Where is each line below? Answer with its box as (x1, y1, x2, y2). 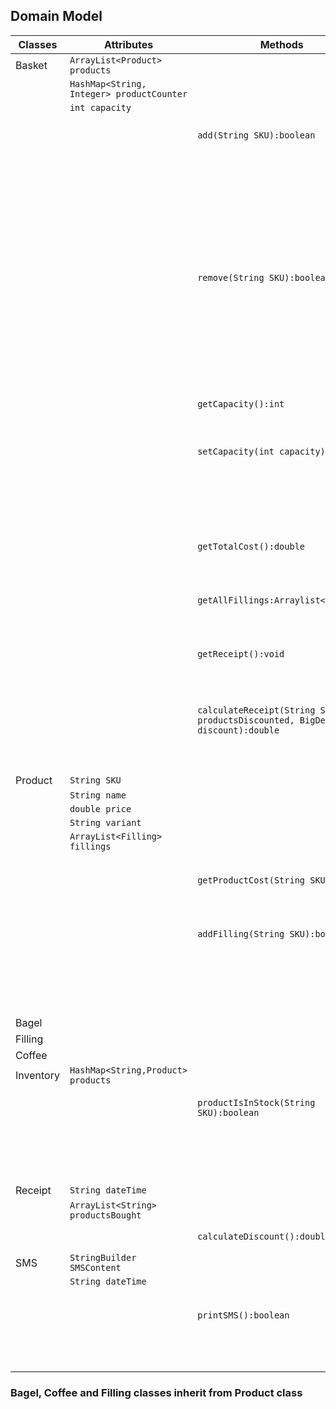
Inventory (15, 1068, 60, 1082)
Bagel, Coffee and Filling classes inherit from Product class (10, 1385, 303, 1399)
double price (69, 803, 132, 814)
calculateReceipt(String (197, 704, 316, 716)
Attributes (103, 37, 154, 51)
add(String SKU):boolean (197, 129, 316, 141)
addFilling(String (197, 928, 285, 939)
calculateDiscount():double (197, 1230, 331, 1242)
